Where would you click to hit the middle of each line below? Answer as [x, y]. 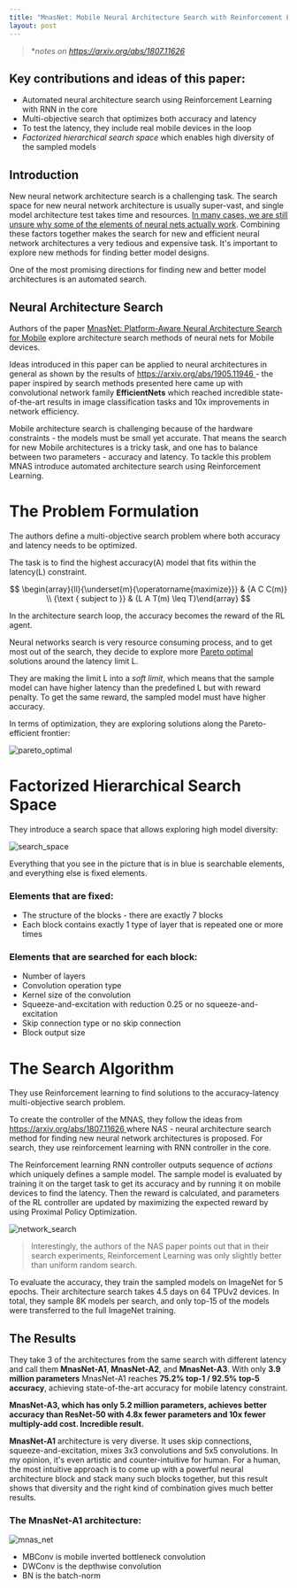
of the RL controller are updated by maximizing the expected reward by [139, 1203]
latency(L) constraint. [48, 571]
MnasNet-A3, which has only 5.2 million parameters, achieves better [138, 1406]
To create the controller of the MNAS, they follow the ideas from [126, 1119]
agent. [21, 624]
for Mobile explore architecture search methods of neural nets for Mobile [142, 337]
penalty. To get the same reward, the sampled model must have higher [138, 697]
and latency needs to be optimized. [73, 545]
